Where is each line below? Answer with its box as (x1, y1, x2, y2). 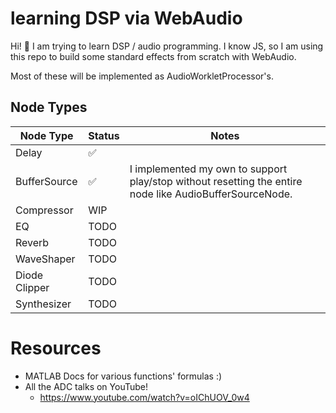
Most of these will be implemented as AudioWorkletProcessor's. (10, 70, 274, 82)
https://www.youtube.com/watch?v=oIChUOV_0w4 (39, 391, 250, 403)
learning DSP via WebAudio (10, 7, 243, 30)
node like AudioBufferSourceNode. (129, 187, 293, 201)
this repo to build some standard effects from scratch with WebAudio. (10, 50, 297, 62)
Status (88, 128, 120, 142)
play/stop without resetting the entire (129, 174, 303, 188)
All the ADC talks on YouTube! (24, 380, 149, 392)
